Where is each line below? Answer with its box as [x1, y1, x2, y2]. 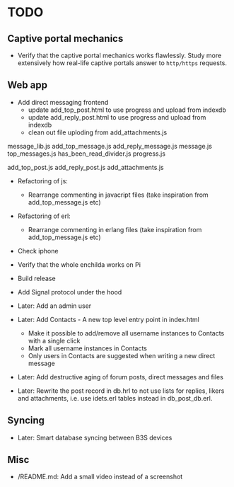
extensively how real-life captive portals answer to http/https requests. [17, 59, 228, 67]
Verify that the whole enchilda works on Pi [17, 260, 141, 269]
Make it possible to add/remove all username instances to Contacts [28, 328, 225, 337]
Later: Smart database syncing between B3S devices [17, 433, 172, 442]
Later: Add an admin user [17, 302, 92, 310]
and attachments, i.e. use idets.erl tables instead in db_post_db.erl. [17, 394, 213, 402]
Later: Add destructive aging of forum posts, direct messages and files [17, 372, 224, 381]
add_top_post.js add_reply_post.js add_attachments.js [7, 163, 164, 171]
